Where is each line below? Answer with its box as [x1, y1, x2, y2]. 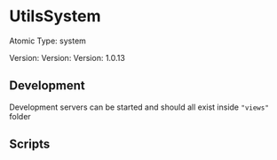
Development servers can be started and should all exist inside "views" [9, 102, 269, 112]
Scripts [9, 137, 51, 152]
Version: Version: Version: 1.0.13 [9, 52, 126, 63]
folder [9, 110, 31, 121]
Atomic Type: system [9, 35, 87, 46]
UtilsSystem [9, 6, 101, 27]
